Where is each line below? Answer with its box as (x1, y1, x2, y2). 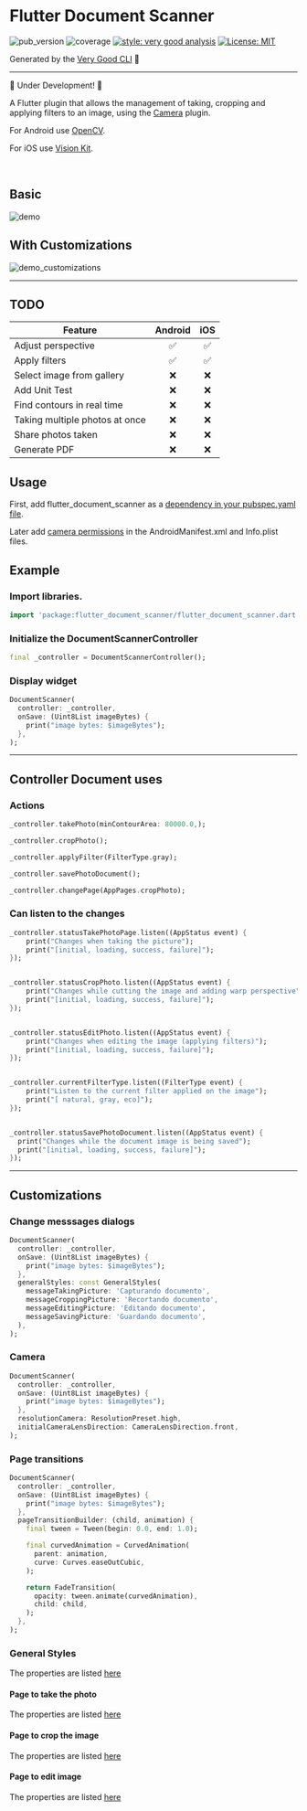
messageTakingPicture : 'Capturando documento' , (26, 1286, 210, 1296)
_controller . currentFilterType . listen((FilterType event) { (9, 1078, 244, 1088)
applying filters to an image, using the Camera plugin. (9, 107, 211, 118)
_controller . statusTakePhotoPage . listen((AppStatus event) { (9, 928, 248, 937)
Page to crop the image (9, 1730, 100, 1742)
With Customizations (9, 238, 132, 253)
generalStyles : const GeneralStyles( (17, 1278, 162, 1287)
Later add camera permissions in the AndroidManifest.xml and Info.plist (9, 527, 279, 538)
